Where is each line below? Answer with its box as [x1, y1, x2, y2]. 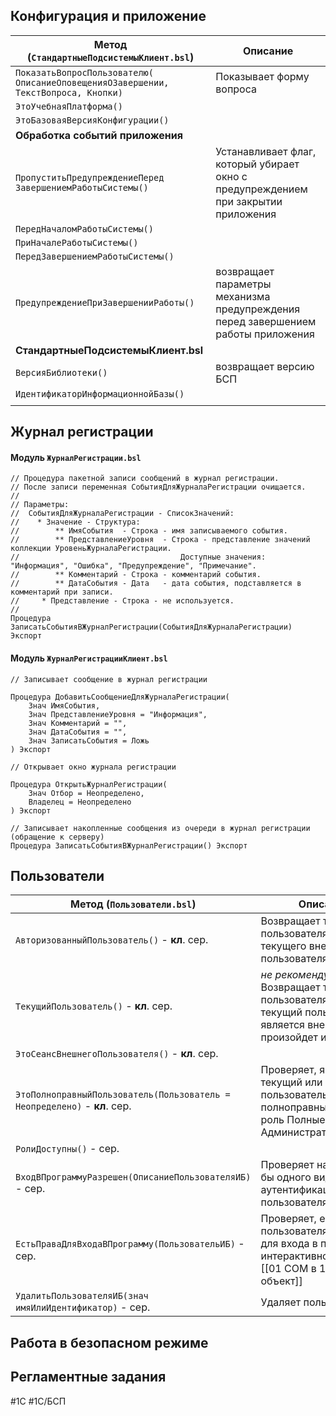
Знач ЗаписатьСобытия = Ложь [28, 735, 150, 746]
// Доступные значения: [10, 552, 267, 563]
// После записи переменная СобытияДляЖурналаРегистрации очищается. [10, 482, 307, 493]
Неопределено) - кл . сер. [15, 1099, 132, 1113]
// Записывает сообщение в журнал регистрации [10, 674, 208, 684]
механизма [215, 289, 271, 303]
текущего [260, 939, 307, 953]
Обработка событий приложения [15, 128, 183, 142]
